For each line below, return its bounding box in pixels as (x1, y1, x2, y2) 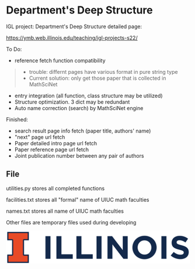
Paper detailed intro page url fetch (14, 139, 97, 147)
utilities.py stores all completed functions (6, 185, 105, 192)
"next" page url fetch (14, 133, 65, 141)
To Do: (6, 45, 22, 53)
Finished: (6, 115, 28, 123)
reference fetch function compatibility (14, 57, 106, 64)
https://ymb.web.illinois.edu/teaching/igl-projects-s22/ (6, 34, 138, 41)
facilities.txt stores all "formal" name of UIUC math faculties (6, 196, 149, 203)
